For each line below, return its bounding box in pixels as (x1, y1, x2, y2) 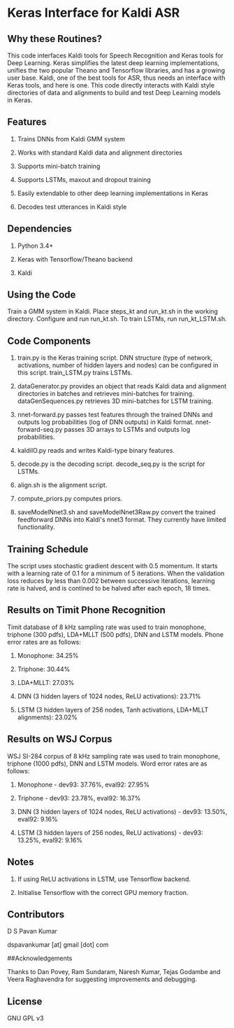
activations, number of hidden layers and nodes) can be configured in (17, 361, 219, 369)
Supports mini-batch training (17, 162, 101, 170)
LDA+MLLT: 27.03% (17, 678, 75, 686)
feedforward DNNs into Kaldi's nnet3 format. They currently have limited (17, 516, 226, 524)
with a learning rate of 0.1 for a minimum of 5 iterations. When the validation (7, 569, 225, 578)
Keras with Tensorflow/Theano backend (17, 255, 133, 263)
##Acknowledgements (7, 954, 73, 963)
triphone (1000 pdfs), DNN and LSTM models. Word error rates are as (7, 759, 207, 768)
